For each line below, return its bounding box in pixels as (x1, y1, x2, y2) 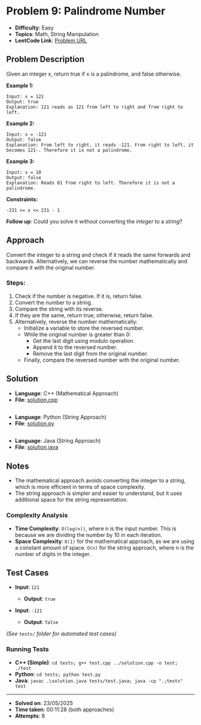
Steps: (6, 279, 26, 287)
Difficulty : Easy (14, 24, 54, 31)
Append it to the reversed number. (32, 344, 118, 351)
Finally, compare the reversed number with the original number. (23, 356, 181, 363)
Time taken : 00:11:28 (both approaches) (14, 706, 115, 713)
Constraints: (6, 195, 38, 202)
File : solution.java (14, 443, 59, 451)
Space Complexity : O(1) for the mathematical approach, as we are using (14, 538, 194, 545)
